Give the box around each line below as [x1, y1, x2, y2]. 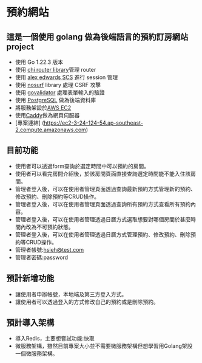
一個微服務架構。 [15, 350, 58, 358]
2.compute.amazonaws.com [15, 126, 87, 133]
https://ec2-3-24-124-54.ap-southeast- [44, 119, 144, 126]
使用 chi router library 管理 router [15, 66, 96, 73]
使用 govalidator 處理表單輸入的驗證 [15, 89, 105, 96]
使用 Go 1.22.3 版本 [15, 58, 64, 66]
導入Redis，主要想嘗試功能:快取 [15, 335, 95, 342]
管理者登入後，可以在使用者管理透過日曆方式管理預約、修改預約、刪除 [15, 230, 191, 238]
